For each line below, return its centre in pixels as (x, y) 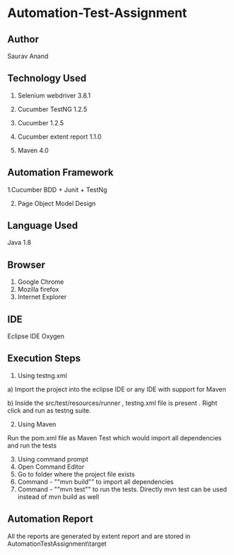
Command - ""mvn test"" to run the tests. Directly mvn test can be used (122, 489)
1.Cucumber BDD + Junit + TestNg (57, 190)
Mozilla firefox (38, 290)
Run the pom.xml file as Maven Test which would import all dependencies (115, 437)
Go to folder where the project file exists (76, 474)
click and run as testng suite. (49, 410)
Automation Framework (61, 172)
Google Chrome (41, 282)
